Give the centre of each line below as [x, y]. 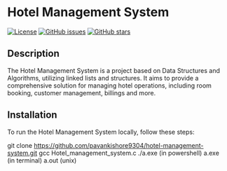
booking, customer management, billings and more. [82, 93]
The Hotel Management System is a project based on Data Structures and [114, 70]
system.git [22, 153]
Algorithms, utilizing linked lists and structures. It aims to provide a [103, 78]
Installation [32, 115]
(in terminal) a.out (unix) [42, 160]
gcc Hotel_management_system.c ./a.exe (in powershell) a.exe [129, 153]
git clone [20, 145]
